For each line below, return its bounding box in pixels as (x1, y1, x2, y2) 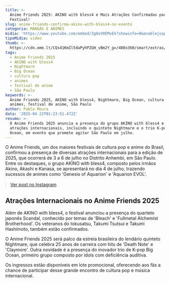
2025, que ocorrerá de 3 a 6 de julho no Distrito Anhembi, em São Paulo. (5, 155, 157, 161)
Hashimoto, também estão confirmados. (5, 226, 90, 232)
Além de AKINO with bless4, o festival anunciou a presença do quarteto (5, 210, 155, 216)
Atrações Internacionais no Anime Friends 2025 (5, 196, 159, 205)
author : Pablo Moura (5, 107, 49, 112)
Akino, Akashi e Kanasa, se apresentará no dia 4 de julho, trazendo (5, 166, 145, 172)
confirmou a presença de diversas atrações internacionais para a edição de (5, 149, 163, 155)
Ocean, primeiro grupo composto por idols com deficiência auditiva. (5, 252, 148, 258)
